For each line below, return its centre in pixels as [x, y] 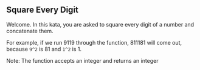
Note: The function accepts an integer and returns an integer [83, 60]
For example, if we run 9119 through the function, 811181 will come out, [94, 42]
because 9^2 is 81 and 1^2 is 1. [44, 49]
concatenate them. [30, 31]
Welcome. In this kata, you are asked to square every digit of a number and [100, 24]
